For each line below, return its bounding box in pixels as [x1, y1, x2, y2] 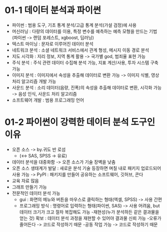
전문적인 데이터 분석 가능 [11, 190, 60, 196]
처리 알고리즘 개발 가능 [11, 78, 56, 84]
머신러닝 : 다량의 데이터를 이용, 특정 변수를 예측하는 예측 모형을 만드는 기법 [11, 28, 157, 34]
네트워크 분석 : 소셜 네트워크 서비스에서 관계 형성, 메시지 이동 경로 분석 [11, 47, 149, 53]
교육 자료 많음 [11, 177, 39, 183]
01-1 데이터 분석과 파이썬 [4, 4, 101, 16]
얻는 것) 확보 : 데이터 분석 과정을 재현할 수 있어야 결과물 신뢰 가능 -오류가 [19, 215, 161, 221]
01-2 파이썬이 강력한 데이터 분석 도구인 [4, 116, 155, 128]
